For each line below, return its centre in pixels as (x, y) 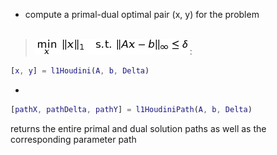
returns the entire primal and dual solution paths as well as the (138, 128)
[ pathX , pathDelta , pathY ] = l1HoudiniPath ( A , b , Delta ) (131, 109)
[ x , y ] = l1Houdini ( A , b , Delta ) (80, 71)
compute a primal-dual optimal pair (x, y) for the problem (142, 14)
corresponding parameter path (73, 139)
